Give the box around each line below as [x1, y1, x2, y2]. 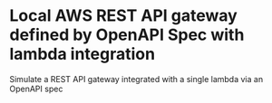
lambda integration [9, 44, 156, 64]
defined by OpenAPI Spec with [9, 24, 245, 45]
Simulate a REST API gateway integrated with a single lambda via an [9, 73, 264, 84]
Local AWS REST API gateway [9, 5, 238, 26]
